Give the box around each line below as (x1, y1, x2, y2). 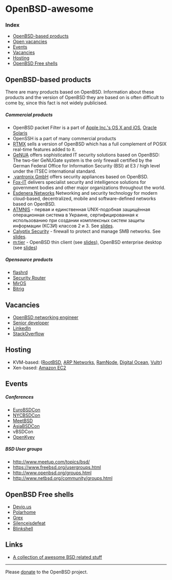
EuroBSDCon (12, 407, 41, 413)
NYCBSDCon (12, 412, 40, 419)
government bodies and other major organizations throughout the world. (12, 184, 165, 191)
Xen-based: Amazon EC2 (12, 364, 67, 370)
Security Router (12, 275, 46, 281)
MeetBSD (12, 418, 33, 424)
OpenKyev (12, 434, 35, 440)
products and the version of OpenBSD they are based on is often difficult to (5, 95, 164, 101)
